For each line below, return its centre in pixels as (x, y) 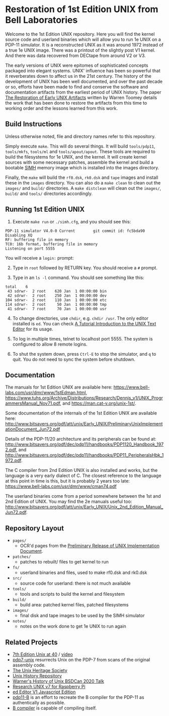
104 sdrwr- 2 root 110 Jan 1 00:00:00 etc (56, 300)
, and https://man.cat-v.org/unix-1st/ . (98, 403)
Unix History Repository (37, 676)
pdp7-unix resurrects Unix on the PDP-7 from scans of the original (81, 660)
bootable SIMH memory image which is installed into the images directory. (82, 167)
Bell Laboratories (41, 20)
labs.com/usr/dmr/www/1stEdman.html (46, 393)
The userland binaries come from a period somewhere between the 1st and (83, 496)
